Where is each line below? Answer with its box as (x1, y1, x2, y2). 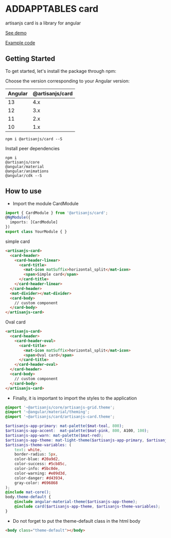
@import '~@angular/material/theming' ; (5, 410, 90, 415)
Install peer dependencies (5, 145, 60, 151)
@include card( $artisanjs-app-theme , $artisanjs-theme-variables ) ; (14, 504, 160, 509)
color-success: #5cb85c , (14, 462, 67, 467)
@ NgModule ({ (5, 215, 31, 220)
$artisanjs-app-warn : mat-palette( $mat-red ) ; (5, 433, 103, 438)
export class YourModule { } (5, 229, 67, 234)
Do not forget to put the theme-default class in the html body (12, 518, 141, 524)
